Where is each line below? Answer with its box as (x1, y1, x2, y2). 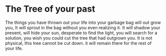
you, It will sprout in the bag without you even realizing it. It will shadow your (5, 24, 161, 30)
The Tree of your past (5, 3, 95, 15)
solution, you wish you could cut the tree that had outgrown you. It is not (5, 35, 153, 41)
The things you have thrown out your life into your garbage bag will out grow (5, 19, 161, 25)
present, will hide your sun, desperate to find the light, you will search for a (5, 30, 158, 36)
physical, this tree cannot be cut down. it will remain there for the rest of (5, 40, 152, 46)
